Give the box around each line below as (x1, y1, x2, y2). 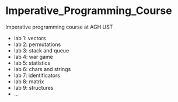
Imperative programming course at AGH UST (5, 23, 113, 30)
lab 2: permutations (13, 41, 61, 48)
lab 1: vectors (13, 34, 46, 41)
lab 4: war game (13, 53, 53, 60)
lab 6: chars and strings (13, 65, 71, 72)
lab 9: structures (13, 84, 54, 91)
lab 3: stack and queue (13, 47, 69, 54)
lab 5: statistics (13, 59, 51, 66)
